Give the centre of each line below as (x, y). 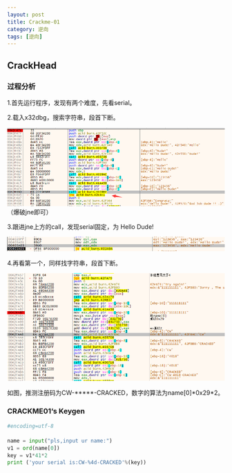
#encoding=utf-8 (30, 426)
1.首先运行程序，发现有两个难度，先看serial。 (71, 102)
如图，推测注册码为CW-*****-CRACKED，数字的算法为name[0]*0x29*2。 (116, 392)
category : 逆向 (28, 29)
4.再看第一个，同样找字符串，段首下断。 (65, 263)
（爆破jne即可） (30, 212)
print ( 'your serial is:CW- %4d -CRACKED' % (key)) (77, 463)
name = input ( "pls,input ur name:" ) (60, 440)
